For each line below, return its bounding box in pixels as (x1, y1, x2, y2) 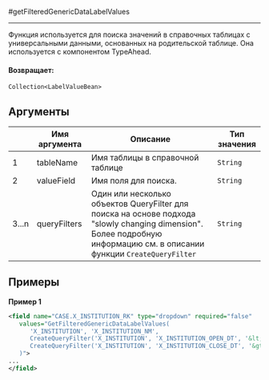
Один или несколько (90, 188, 172, 200)
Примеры (8, 276, 60, 289)
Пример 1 (8, 297, 42, 306)
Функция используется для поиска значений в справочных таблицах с (8, 30, 251, 39)
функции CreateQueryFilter (90, 249, 197, 260)
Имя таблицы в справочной (90, 152, 199, 164)
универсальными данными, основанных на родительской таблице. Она (8, 38, 255, 47)
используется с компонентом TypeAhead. (8, 47, 152, 56)
